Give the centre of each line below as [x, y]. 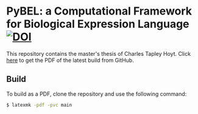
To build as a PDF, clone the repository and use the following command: [97, 94]
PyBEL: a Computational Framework [99, 11]
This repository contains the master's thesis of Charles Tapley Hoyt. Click [98, 53]
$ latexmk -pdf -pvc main [39, 105]
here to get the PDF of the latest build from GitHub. [70, 60]
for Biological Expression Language [98, 24]
